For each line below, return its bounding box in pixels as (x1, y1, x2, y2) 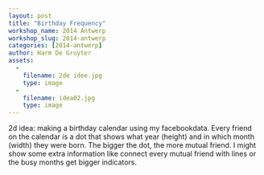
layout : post (8, 11, 52, 20)
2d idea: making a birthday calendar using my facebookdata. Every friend (8, 124, 252, 133)
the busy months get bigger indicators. (8, 157, 138, 167)
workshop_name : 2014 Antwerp (8, 26, 106, 35)
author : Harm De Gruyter (8, 49, 92, 57)
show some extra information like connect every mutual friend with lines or (8, 149, 256, 159)
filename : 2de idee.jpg (23, 71, 103, 79)
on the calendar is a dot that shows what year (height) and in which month (8, 132, 255, 141)
